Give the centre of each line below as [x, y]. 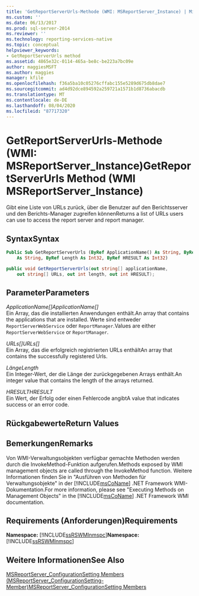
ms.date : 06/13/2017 [32, 23]
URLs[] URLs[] [23, 344]
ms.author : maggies [30, 72]
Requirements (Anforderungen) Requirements [92, 521]
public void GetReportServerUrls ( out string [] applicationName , [87, 269]
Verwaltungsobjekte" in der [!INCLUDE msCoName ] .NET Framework [89, 483]
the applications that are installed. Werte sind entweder [73, 320]
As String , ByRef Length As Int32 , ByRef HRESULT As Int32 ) [92, 258]
